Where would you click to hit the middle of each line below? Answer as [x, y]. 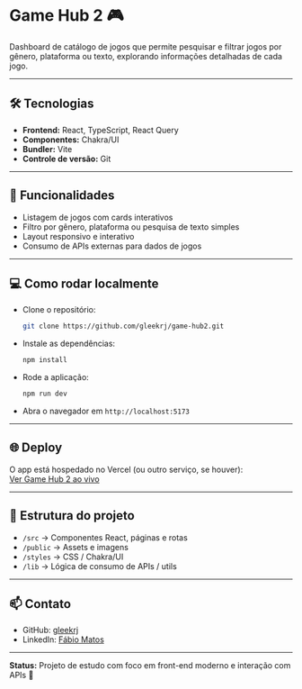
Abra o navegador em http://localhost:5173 [106, 411]
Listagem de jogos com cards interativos [98, 217]
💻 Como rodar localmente [84, 283]
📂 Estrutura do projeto [72, 516]
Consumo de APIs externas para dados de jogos [112, 246]
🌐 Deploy [36, 448]
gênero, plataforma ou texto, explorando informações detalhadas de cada [146, 56]
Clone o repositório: [59, 310]
